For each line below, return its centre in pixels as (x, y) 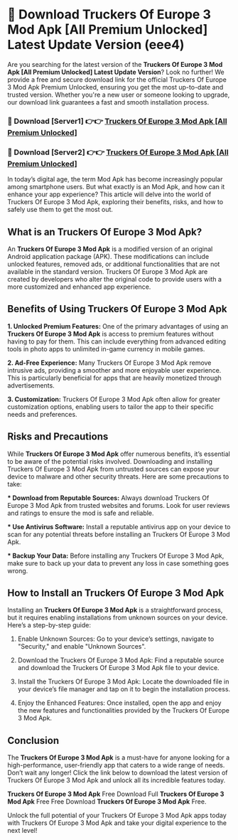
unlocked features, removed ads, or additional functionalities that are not (114, 264)
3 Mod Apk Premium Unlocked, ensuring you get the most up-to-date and (115, 87)
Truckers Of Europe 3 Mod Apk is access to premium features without (111, 334)
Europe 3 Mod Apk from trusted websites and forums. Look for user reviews (119, 505)
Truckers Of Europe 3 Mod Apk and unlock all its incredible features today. (117, 780)
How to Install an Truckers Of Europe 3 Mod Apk (116, 593)
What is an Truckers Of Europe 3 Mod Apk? (105, 232)
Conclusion (33, 740)
